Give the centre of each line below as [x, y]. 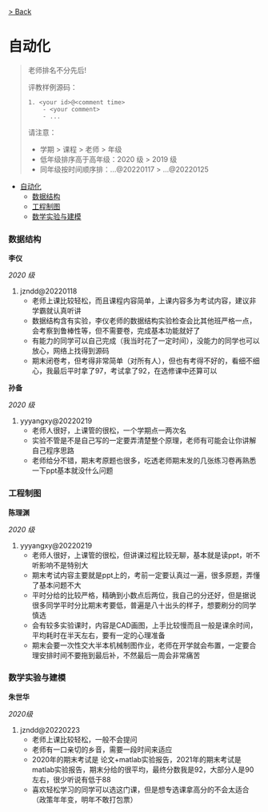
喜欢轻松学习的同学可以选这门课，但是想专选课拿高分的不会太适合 [140, 790]
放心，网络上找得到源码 [70, 351]
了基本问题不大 [56, 585]
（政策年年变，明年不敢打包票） [84, 799]
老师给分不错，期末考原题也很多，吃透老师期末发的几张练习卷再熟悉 [144, 461]
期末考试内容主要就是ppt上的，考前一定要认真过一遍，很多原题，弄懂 [146, 575]
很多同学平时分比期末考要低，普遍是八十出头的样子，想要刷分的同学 [144, 605]
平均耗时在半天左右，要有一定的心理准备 [98, 635]
